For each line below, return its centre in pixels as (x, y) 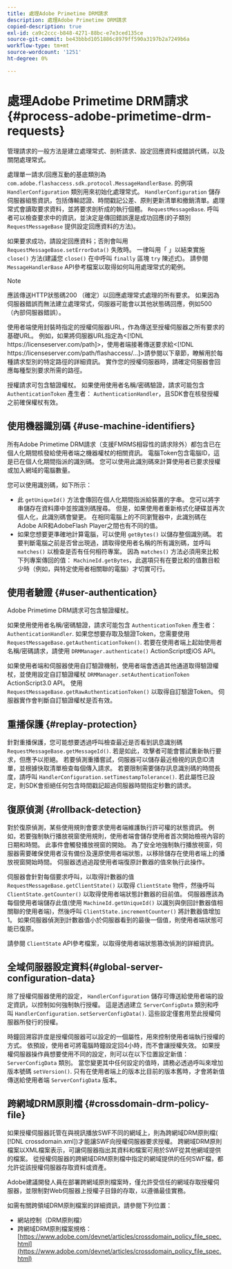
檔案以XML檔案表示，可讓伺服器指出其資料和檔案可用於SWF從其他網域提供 (114, 1150)
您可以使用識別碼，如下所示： (49, 484)
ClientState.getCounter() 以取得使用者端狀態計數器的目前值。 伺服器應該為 (116, 894)
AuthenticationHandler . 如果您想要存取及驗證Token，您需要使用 (98, 634)
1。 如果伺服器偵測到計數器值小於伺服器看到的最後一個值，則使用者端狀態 (112, 920)
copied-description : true (44, 26)
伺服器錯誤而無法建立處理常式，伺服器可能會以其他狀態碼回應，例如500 (109, 303)
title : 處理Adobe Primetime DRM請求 (58, 13)
